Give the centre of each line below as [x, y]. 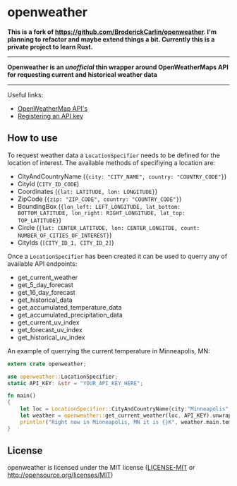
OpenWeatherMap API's [53, 108]
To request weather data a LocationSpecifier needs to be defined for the [114, 155]
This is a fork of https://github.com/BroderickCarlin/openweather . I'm [112, 32]
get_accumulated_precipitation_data [70, 315]
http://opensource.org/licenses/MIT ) [60, 475]
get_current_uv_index [48, 322]
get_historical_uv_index [51, 337]
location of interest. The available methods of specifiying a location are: [111, 162]
